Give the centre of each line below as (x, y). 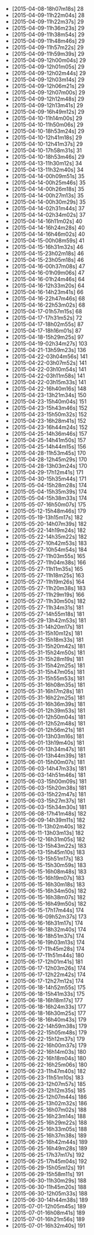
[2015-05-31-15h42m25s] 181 (49, 665)
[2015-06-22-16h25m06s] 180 (49, 1065)
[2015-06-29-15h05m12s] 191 (48, 1168)
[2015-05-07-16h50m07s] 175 (49, 504)
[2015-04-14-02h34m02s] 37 (49, 215)
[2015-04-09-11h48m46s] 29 (48, 41)
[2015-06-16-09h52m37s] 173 (49, 917)
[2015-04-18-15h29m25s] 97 (48, 337)
